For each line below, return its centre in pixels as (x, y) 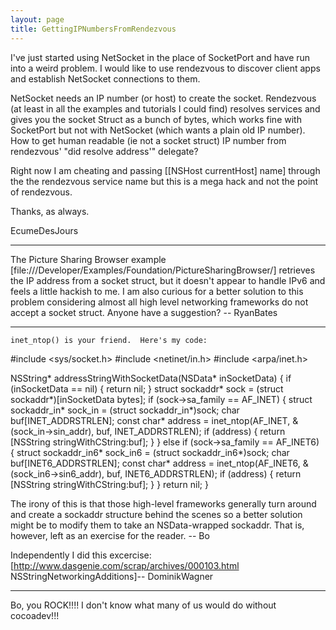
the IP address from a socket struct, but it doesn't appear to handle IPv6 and (168, 280)
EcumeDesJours (44, 230)
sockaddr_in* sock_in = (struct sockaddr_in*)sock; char (125, 410)
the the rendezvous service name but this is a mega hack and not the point (164, 181)
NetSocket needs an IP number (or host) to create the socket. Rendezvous (163, 98)
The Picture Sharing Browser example (88, 259)
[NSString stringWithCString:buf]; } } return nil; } (109, 484)
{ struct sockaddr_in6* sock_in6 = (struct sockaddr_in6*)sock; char (150, 452)
